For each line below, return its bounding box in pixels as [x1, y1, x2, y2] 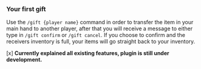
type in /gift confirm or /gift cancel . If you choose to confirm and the [6, 31, 186, 39]
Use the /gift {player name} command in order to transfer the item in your [6, 19, 194, 26]
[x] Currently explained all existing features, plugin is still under [6, 50, 170, 57]
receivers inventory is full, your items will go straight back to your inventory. [6, 38, 196, 45]
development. [6, 56, 42, 64]
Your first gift [6, 5, 47, 13]
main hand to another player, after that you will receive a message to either [6, 25, 193, 32]
